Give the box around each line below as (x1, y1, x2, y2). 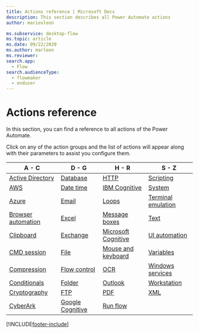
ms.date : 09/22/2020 (6, 42, 57, 48)
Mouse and (102, 244, 134, 253)
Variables (147, 248, 175, 256)
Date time (60, 184, 88, 192)
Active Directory (9, 174, 54, 182)
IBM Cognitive (102, 184, 142, 192)
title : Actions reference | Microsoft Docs (6, 8, 115, 15)
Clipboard (9, 231, 37, 240)
